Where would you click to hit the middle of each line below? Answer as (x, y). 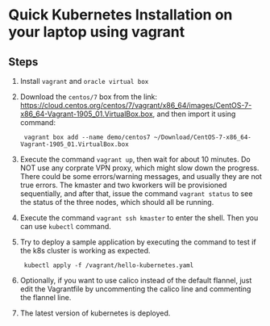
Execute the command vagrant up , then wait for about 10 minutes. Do (135, 159)
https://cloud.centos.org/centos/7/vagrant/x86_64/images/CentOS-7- (136, 105)
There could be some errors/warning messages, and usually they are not (141, 176)
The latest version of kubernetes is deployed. (95, 313)
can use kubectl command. (65, 226)
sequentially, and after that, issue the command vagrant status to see (136, 194)
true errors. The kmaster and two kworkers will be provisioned (123, 185)
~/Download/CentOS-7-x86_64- (202, 137)
